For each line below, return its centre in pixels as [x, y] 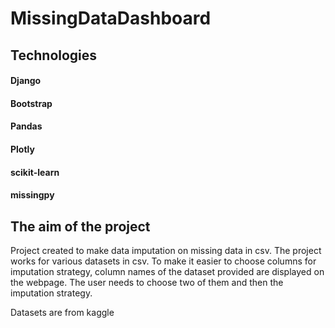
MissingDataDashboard [111, 18]
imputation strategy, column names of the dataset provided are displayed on [167, 271]
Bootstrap [31, 103]
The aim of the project [80, 226]
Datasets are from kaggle [62, 312]
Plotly [22, 149]
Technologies [54, 55]
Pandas [26, 126]
